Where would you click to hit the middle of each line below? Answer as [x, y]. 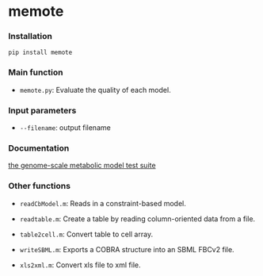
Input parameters [42, 110]
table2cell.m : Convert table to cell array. [86, 234]
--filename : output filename [65, 128]
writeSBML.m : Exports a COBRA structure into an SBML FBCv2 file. [127, 249]
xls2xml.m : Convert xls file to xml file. [80, 265]
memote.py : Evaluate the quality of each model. [95, 90]
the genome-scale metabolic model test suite [82, 166]
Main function [36, 72]
